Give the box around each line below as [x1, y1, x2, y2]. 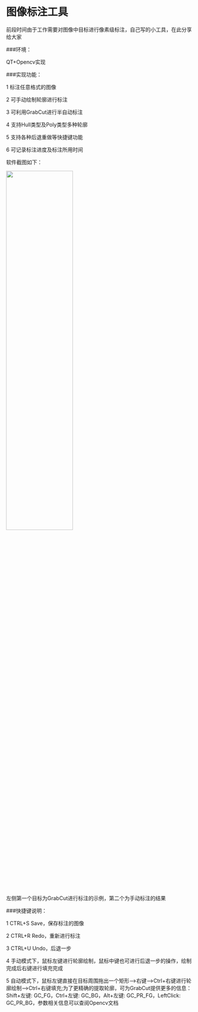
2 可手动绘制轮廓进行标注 [6, 95, 68, 103]
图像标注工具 [6, 5, 69, 19]
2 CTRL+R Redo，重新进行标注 [6, 932, 81, 939]
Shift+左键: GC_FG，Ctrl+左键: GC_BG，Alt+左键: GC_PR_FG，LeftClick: [6, 991, 181, 999]
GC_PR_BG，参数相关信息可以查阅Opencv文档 [6, 999, 119, 1006]
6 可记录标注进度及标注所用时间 [6, 146, 84, 153]
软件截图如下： [6, 159, 42, 166]
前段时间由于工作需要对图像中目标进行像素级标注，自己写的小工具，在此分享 [6, 26, 192, 33]
